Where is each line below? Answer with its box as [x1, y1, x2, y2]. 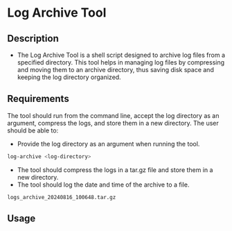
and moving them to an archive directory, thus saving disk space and [17, 66, 215, 74]
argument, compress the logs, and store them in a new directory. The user [7, 119, 220, 127]
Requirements [7, 93, 69, 105]
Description [7, 33, 59, 44]
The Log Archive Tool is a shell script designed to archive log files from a [17, 51, 226, 59]
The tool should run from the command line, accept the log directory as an [7, 111, 220, 119]
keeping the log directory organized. [17, 73, 121, 81]
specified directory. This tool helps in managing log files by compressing [17, 58, 225, 67]
